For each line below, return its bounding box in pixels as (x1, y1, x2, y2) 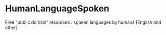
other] (5, 24, 18, 30)
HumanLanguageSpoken (5, 3, 110, 14)
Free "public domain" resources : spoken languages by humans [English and (5, 19, 162, 25)
